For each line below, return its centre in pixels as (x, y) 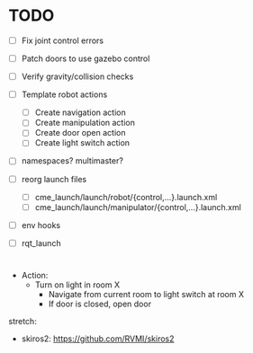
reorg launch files (54, 179)
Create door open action (80, 133)
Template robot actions (64, 94)
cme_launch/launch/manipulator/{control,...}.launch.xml (138, 207)
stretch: (23, 321)
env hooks (41, 225)
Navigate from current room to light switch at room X (146, 294)
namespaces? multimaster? (72, 161)
